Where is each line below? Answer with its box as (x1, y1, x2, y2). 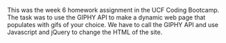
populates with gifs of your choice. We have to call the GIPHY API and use (7, 21, 219, 28)
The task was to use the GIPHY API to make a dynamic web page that (7, 13, 206, 21)
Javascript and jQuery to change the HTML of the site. (7, 28, 163, 36)
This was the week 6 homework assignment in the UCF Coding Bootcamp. (7, 6, 220, 14)
